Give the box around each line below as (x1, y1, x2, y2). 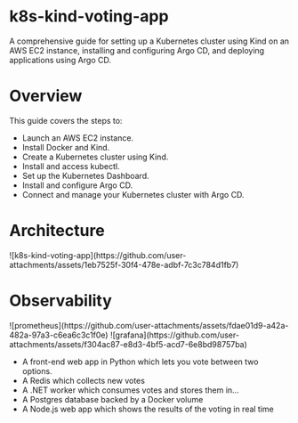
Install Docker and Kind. (21, 142, 110, 152)
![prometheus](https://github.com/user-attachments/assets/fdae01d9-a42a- (9, 320, 289, 330)
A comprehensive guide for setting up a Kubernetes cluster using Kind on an (9, 36, 290, 46)
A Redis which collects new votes (21, 375, 145, 386)
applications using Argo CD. (9, 54, 111, 65)
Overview (9, 86, 83, 106)
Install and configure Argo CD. (21, 180, 133, 191)
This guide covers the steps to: (9, 115, 123, 126)
